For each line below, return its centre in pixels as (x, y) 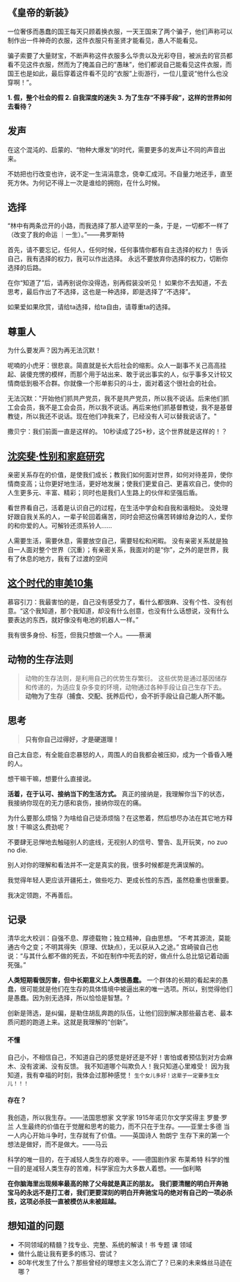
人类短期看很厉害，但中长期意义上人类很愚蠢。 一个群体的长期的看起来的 (115, 980)
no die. (17, 850)
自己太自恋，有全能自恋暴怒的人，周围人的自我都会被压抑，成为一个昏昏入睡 (120, 754)
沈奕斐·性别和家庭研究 (56, 456)
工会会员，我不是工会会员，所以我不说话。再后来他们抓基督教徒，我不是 (114, 407)
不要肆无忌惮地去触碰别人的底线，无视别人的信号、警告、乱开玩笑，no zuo (118, 842)
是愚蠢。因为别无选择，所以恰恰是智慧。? (69, 998)
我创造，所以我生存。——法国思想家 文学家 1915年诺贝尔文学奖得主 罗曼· (114, 1117)
